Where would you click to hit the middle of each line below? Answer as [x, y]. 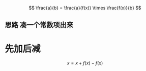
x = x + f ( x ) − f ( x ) [85, 63]
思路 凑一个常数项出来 [39, 25]
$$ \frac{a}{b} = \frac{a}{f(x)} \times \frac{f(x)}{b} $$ [85, 8]
